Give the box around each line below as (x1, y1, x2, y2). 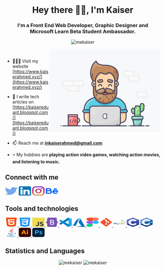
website (12, 63, 29, 69)
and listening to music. (12, 159, 60, 165)
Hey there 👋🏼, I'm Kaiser (32, 4, 134, 16)
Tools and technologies (5, 204, 79, 213)
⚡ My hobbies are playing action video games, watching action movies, (12, 152, 161, 158)
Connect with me (5, 173, 59, 181)
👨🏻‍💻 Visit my (12, 58, 38, 64)
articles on (12, 99, 34, 105)
